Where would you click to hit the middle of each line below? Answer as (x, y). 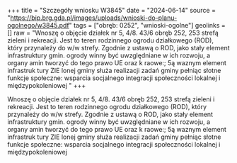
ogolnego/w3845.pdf (38, 25)
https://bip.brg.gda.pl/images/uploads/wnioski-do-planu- (94, 18)
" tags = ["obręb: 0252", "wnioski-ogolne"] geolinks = (148, 25)
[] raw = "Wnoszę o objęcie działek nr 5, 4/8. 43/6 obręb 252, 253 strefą (113, 33)
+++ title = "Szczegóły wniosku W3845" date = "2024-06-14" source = (111, 10)
